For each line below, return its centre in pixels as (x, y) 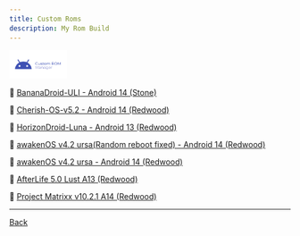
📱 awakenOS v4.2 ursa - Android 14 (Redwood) (96, 162)
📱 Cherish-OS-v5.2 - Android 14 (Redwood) (89, 110)
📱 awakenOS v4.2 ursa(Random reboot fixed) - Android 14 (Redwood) (137, 144)
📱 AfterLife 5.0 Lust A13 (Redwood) (74, 179)
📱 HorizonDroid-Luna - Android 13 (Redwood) (93, 127)
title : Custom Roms (46, 19)
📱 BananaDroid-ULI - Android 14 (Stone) (83, 92)
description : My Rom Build (59, 28)
